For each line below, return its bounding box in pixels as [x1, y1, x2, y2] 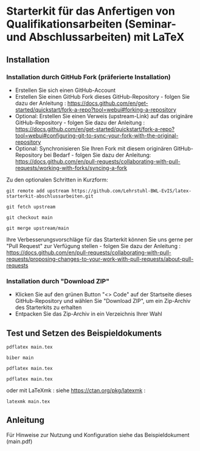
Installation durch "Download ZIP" [6, 277, 109, 285]
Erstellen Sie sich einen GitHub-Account [15, 87, 116, 94]
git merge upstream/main [6, 225, 69, 231]
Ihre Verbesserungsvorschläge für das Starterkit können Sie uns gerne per [6, 236, 193, 243]
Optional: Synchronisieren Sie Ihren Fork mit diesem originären [15, 144, 172, 152]
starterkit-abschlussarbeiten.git [6, 193, 94, 199]
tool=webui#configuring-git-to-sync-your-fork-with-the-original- [15, 132, 179, 139]
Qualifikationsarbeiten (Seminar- [6, 17, 176, 31]
